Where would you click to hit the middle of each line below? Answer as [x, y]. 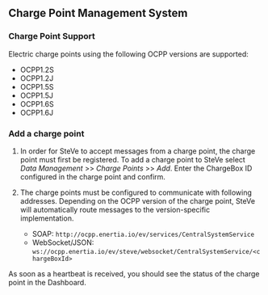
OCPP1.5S [37, 86]
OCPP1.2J [37, 78]
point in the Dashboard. [47, 282]
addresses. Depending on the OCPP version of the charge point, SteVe [138, 200]
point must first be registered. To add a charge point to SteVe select [133, 159]
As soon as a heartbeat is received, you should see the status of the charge [134, 273]
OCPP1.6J [37, 112]
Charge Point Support [52, 36]
